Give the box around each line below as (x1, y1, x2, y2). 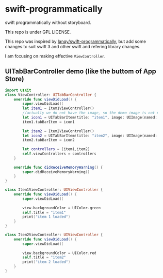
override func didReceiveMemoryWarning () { (14, 165, 103, 170)
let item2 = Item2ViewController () (22, 128, 95, 134)
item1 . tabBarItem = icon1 (22, 119, 75, 124)
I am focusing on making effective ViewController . (5, 53, 106, 59)
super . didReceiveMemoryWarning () (22, 169, 90, 174)
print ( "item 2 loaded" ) (22, 259, 70, 264)
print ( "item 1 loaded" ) (22, 215, 70, 219)
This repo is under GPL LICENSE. (5, 29, 71, 35)
